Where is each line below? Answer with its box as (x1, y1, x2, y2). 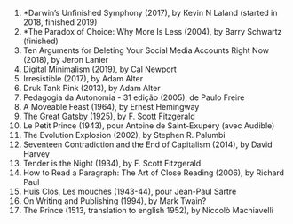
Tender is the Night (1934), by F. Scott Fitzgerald (22, 158, 202, 168)
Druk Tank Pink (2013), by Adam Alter (22, 83, 161, 93)
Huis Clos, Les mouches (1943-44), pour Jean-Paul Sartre (22, 186, 237, 197)
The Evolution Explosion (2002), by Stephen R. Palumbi (22, 130, 226, 140)
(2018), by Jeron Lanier (22, 55, 109, 65)
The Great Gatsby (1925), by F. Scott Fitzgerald (22, 111, 195, 121)
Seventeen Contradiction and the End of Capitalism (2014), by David (22, 139, 273, 150)
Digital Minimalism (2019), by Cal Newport (22, 64, 177, 74)
